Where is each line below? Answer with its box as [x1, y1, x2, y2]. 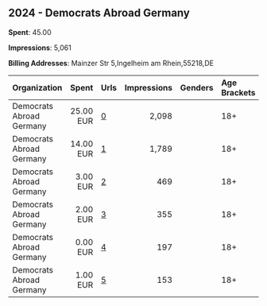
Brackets [221, 87, 256, 98]
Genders [180, 82, 214, 93]
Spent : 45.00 [8, 27, 52, 37]
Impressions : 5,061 [8, 43, 72, 52]
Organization [12, 82, 63, 93]
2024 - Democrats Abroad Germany [8, 6, 191, 20]
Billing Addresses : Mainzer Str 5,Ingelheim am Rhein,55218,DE [8, 58, 215, 68]
